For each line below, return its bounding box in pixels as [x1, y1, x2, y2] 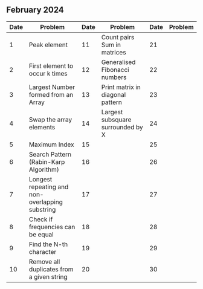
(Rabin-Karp [29, 157, 65, 166]
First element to [29, 62, 74, 70]
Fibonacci [101, 65, 129, 74]
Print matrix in [101, 83, 141, 91]
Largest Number [29, 83, 76, 91]
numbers [101, 73, 127, 81]
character [29, 247, 57, 256]
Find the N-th [29, 240, 68, 248]
